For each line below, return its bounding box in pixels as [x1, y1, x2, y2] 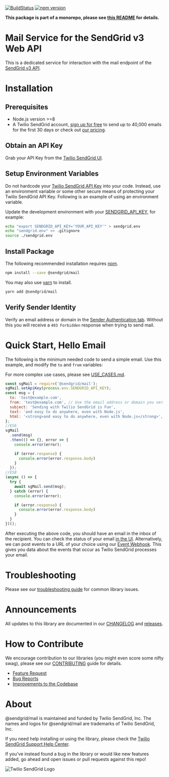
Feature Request [12, 670, 47, 676]
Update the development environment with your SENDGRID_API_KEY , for [5, 208, 156, 214]
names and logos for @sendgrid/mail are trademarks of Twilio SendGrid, [5, 720, 155, 727]
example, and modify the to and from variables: [5, 361, 103, 368]
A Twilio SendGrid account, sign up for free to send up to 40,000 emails [12, 121, 162, 127]
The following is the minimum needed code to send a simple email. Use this [5, 356, 162, 362]
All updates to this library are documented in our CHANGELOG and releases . [5, 621, 163, 627]
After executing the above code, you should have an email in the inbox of [5, 530, 157, 536]
